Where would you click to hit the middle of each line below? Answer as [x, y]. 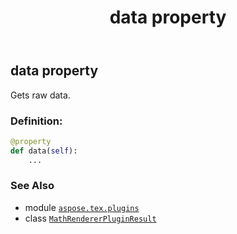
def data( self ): [44, 151]
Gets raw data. [40, 95]
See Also [32, 186]
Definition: [36, 121]
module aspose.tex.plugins [82, 207]
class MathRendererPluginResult [90, 218]
